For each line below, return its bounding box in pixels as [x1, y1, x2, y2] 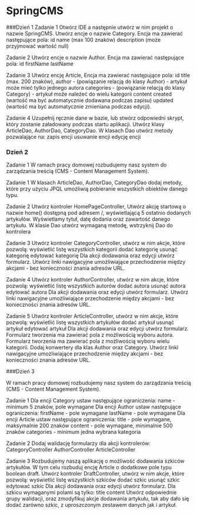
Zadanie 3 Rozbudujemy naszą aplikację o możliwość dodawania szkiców [6, 457, 185, 464]
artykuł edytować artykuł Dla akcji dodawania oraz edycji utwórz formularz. [6, 325, 189, 332]
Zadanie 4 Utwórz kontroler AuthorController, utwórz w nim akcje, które [6, 276, 179, 283]
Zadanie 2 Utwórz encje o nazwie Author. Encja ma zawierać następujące [6, 54, 184, 61]
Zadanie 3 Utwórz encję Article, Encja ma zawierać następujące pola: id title [6, 71, 190, 78]
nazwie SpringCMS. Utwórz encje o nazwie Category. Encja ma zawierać [6, 30, 183, 37]
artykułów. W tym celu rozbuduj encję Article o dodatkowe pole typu [6, 464, 172, 471]
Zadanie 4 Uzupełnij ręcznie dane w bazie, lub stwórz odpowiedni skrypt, [6, 114, 184, 122]
